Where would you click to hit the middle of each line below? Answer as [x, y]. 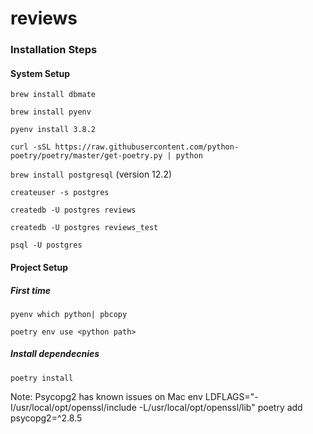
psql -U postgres [46, 245]
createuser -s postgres [60, 193]
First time [30, 290]
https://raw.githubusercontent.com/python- [147, 147]
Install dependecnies [55, 354]
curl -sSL [31, 147]
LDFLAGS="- [231, 396]
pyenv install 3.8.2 [53, 130]
